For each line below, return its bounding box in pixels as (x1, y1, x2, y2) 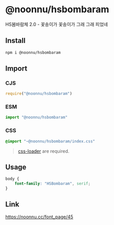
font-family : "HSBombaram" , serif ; (14, 181, 91, 187)
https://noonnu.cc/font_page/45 (5, 214, 73, 220)
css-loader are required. (17, 148, 69, 154)
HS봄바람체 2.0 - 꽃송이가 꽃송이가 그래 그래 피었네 (5, 21, 108, 27)
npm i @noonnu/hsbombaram (5, 50, 61, 55)
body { (5, 176, 20, 181)
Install (5, 36, 26, 45)
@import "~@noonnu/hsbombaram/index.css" (5, 138, 96, 144)
